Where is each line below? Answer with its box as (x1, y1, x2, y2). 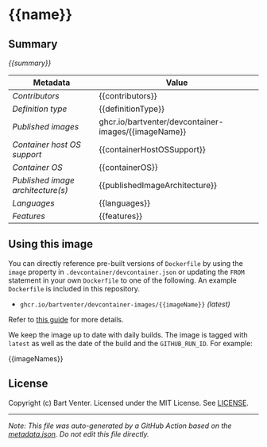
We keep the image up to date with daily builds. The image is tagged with (8, 329, 248, 339)
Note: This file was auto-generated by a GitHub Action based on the (8, 421, 232, 430)
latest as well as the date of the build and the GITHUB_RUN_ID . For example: (8, 338, 253, 348)
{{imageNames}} (8, 353, 64, 363)
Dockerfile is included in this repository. (8, 283, 141, 293)
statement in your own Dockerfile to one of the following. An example (8, 276, 237, 285)
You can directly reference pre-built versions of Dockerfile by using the (8, 258, 244, 268)
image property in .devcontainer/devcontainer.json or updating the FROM (8, 267, 245, 276)
